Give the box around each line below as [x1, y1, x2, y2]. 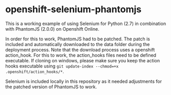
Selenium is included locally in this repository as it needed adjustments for [5, 78, 162, 84]
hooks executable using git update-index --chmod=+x [5, 63, 119, 69]
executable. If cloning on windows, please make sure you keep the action [5, 57, 160, 63]
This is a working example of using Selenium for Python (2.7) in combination [5, 20, 166, 27]
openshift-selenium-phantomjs [5, 4, 142, 15]
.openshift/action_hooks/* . [5, 68, 65, 75]
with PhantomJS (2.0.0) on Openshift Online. [5, 26, 100, 32]
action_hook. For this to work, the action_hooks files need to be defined [5, 52, 157, 58]
